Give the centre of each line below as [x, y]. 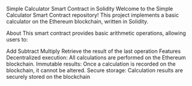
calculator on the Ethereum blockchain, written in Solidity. [77, 21]
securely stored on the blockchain [48, 77]
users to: [17, 39]
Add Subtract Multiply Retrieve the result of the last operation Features [94, 51]
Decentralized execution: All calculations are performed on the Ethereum [96, 57]
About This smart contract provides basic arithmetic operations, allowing [96, 33]
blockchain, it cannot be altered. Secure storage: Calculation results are [94, 70]
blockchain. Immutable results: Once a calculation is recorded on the [91, 64]
